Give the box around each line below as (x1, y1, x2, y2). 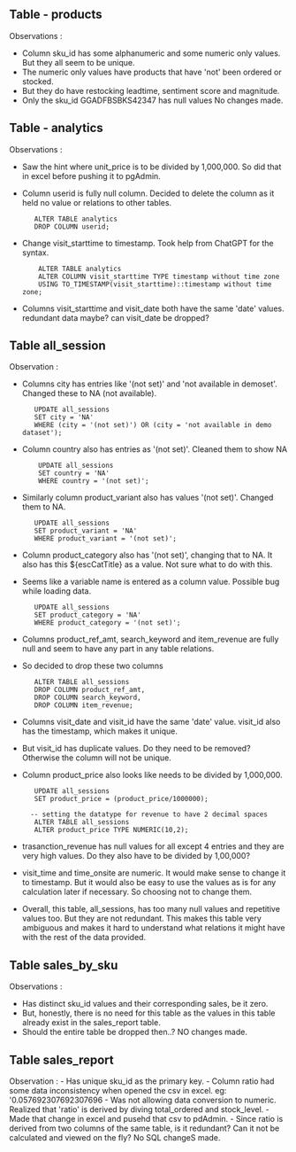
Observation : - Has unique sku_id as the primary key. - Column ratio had (9, 1076, 275, 1086)
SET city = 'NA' (34, 413, 95, 422)
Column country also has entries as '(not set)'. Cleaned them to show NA (21, 444, 288, 455)
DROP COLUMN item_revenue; (34, 701, 134, 710)
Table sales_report (9, 1052, 115, 1067)
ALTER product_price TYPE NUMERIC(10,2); (34, 826, 189, 835)
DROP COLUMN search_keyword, (34, 693, 141, 703)
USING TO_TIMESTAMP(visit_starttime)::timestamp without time (38, 279, 272, 289)
